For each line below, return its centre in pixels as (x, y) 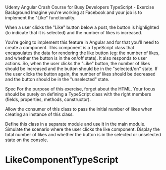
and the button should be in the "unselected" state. (57, 79)
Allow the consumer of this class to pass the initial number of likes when (79, 109)
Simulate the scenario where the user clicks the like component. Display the (83, 129)
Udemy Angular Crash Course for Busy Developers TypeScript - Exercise (80, 7)
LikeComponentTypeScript (62, 160)
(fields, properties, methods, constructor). (48, 99)
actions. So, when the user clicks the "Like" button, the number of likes (78, 63)
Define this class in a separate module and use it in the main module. (75, 124)
